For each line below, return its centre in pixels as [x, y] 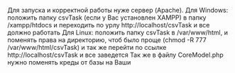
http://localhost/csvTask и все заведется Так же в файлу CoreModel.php [115, 55]
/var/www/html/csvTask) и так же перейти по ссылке [87, 47]
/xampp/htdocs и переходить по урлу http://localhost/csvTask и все [109, 25]
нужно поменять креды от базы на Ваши [69, 62]
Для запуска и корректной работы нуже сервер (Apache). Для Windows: [118, 10]
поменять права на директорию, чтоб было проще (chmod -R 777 [107, 40]
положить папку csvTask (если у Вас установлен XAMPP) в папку [107, 18]
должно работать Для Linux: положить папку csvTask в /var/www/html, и [118, 32]
